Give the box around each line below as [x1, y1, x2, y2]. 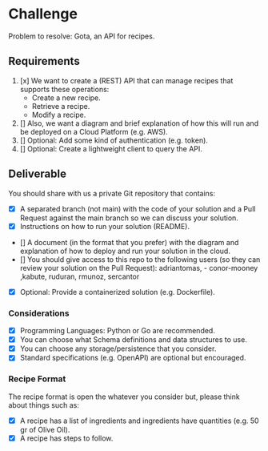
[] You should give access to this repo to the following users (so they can [19, 254, 261, 264]
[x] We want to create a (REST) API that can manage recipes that [19, 75, 234, 85]
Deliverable [8, 167, 66, 181]
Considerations [8, 308, 70, 319]
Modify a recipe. [31, 110, 86, 119]
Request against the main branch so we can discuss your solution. [19, 213, 238, 223]
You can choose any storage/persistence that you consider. [19, 344, 217, 353]
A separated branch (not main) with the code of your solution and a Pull [19, 203, 256, 213]
